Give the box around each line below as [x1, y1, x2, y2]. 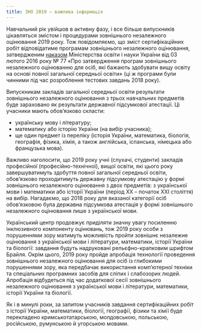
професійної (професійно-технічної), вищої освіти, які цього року [6, 162, 173, 170]
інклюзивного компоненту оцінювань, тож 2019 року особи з [6, 225, 163, 232]
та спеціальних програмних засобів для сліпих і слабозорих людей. [6, 270, 181, 277]
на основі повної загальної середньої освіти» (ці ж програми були [6, 70, 176, 77]
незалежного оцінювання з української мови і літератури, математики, [6, 283, 189, 290]
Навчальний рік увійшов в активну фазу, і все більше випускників [6, 25, 175, 32]
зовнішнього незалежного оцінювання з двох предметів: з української [6, 182, 187, 189]
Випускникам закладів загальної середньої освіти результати [6, 88, 165, 95]
